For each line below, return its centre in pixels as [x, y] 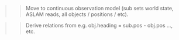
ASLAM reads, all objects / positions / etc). [77, 14]
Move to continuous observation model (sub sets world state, [99, 8]
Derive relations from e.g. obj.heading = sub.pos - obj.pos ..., [99, 25]
